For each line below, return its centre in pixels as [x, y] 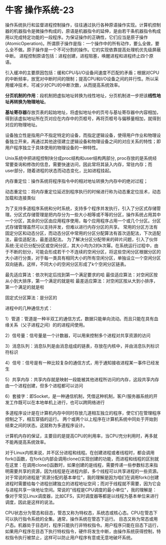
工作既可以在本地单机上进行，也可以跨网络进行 [57, 402]
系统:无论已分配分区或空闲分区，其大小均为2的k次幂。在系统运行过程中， [80, 245]
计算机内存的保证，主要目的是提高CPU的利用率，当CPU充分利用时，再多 [79, 436]
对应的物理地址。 [22, 124]
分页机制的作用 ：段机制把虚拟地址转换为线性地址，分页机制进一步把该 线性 [81, 95]
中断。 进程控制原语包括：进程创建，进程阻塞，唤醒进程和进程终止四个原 [79, 56]
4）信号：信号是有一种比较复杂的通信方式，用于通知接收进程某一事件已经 [80, 363]
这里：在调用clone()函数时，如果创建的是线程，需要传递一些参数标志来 [82, 465]
